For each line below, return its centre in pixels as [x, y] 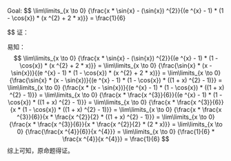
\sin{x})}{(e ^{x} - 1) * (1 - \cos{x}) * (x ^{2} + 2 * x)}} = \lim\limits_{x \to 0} [116, 73]
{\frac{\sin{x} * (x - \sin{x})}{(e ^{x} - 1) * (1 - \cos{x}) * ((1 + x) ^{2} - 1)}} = [116, 80]
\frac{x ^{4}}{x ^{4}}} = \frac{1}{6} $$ [116, 139]
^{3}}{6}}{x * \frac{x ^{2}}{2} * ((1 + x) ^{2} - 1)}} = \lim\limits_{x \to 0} [116, 117]
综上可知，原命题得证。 [40, 151]
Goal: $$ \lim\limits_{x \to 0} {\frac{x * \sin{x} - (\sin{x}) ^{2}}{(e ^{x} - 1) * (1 [115, 11]
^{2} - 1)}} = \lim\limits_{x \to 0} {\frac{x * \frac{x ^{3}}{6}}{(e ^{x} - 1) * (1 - [116, 95]
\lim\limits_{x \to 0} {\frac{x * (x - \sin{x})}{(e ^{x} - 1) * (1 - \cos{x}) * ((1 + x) [116, 87]
